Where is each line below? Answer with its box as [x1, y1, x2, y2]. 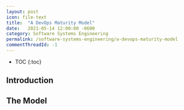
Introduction [6, 76, 54, 86]
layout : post [6, 8, 39, 15]
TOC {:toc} [14, 58, 42, 65]
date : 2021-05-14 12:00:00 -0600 [6, 25, 95, 32]
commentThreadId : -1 [6, 42, 58, 48]
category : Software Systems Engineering [6, 31, 109, 37]
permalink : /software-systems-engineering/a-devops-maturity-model [6, 36, 179, 42]
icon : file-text [6, 14, 47, 20]
